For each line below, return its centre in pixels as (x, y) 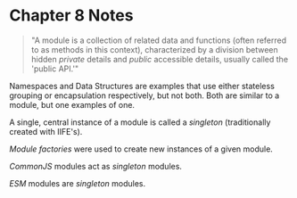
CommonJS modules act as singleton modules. (96, 166)
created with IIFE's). (46, 131)
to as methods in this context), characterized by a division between (154, 49)
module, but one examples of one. (72, 104)
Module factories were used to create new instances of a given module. (141, 149)
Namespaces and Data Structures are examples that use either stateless (142, 86)
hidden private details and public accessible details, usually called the (159, 59)
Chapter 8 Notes (71, 16)
